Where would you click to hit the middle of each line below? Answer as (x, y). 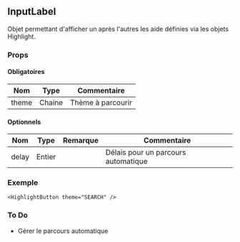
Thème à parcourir (101, 102)
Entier (46, 157)
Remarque (81, 140)
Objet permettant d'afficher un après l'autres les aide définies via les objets (118, 28)
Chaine (51, 102)
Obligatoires (26, 72)
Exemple (23, 183)
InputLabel (32, 12)
